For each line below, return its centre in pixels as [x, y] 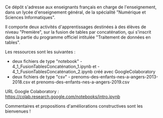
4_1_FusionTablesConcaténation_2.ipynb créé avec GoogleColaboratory [84, 72]
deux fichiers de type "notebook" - [47, 61]
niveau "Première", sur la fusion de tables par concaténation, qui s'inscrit [78, 32]
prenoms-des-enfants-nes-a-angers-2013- [115, 77]
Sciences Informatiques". [30, 17]
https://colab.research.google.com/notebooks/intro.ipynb [63, 97]
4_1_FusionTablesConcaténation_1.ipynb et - [56, 66]
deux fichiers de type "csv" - [41, 77]
